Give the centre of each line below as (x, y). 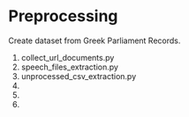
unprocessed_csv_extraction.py (79, 76)
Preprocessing (63, 16)
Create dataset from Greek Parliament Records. (94, 40)
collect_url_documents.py (68, 57)
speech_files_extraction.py (69, 67)
